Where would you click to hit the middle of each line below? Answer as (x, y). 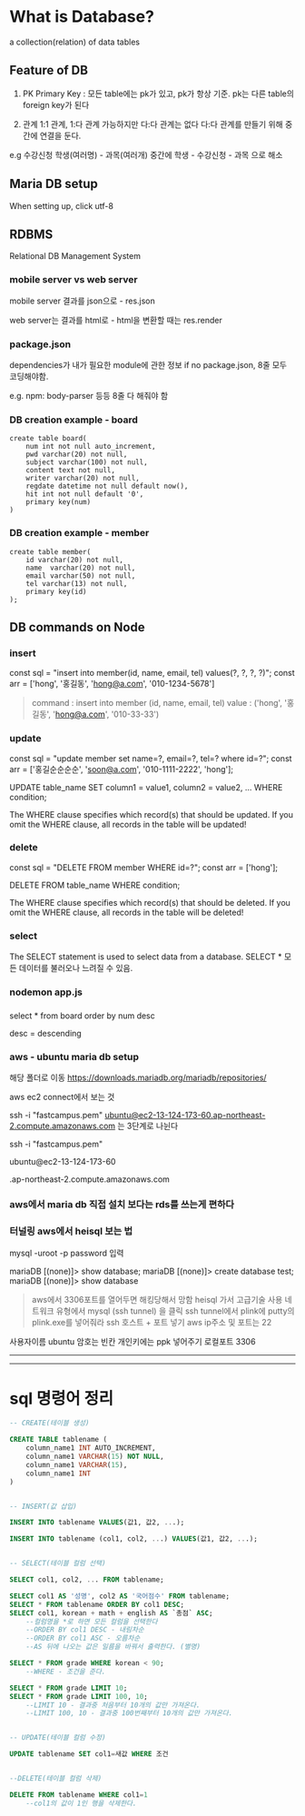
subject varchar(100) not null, (87, 462)
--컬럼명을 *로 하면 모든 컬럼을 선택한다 (92, 1622)
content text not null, (71, 471)
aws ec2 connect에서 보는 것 (62, 1097)
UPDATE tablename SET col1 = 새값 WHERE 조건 (89, 1754)
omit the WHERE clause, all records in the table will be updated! (128, 824)
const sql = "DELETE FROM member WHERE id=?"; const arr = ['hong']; (144, 867)
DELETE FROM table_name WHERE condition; (95, 885)
